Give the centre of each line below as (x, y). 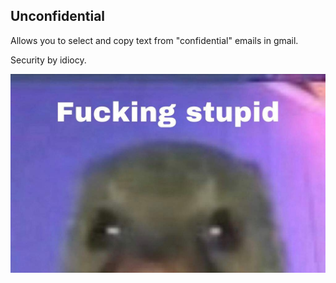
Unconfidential (58, 16)
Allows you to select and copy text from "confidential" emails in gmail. (154, 40)
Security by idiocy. (48, 60)
